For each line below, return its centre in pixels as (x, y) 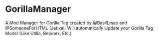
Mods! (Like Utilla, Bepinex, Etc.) (38, 33)
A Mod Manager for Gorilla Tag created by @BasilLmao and (66, 23)
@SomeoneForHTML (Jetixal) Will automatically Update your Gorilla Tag (79, 28)
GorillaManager (38, 9)
